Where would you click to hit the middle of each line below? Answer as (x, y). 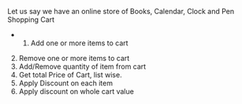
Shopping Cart (31, 20)
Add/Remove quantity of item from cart (82, 66)
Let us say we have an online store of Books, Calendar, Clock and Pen (121, 11)
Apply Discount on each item (66, 83)
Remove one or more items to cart (74, 58)
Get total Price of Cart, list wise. (71, 75)
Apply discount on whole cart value (76, 91)
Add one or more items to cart (79, 43)
